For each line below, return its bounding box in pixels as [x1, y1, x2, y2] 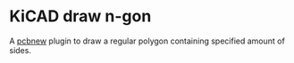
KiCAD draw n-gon [9, 6, 152, 27]
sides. [9, 44, 31, 55]
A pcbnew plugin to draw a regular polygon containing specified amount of [9, 35, 286, 46]
